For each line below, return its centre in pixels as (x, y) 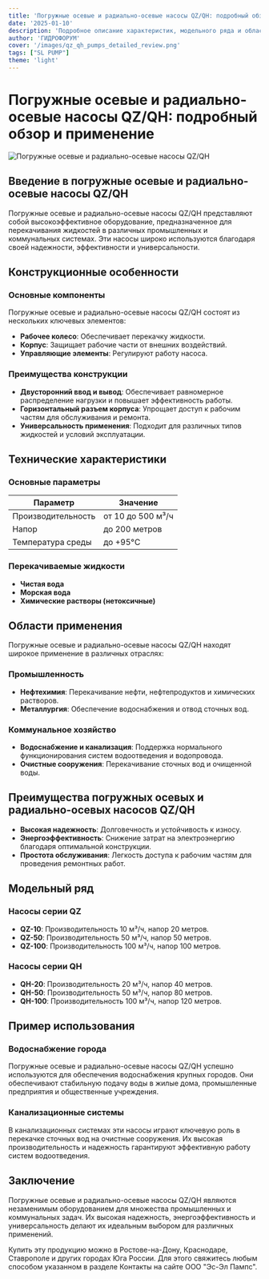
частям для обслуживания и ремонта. (85, 417)
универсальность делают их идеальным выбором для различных (121, 1225)
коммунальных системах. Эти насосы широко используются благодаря (132, 239)
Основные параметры (54, 482)
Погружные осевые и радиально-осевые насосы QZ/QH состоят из (124, 312)
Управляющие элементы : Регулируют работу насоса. (114, 354)
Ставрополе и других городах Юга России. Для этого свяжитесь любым (133, 1258)
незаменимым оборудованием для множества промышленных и (120, 1209)
